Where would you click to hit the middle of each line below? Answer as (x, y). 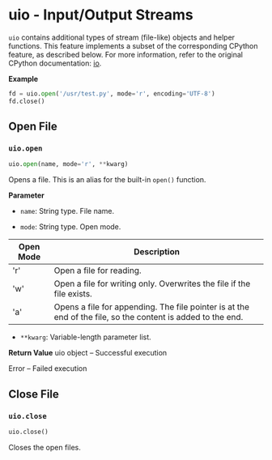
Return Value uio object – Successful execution (88, 353)
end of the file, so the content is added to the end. (149, 317)
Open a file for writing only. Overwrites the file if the (152, 283)
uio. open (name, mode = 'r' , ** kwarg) (68, 164)
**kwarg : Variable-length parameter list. (85, 337)
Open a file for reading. (98, 270)
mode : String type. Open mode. (70, 227)
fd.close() (27, 101)
